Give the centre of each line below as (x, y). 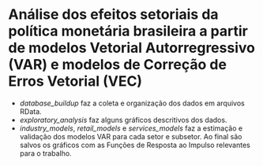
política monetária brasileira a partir (128, 31)
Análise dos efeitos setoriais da (113, 15)
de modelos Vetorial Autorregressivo (131, 48)
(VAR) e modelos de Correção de (118, 65)
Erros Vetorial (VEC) (75, 81)
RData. (30, 111)
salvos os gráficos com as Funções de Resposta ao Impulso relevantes (135, 145)
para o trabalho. (46, 153)
